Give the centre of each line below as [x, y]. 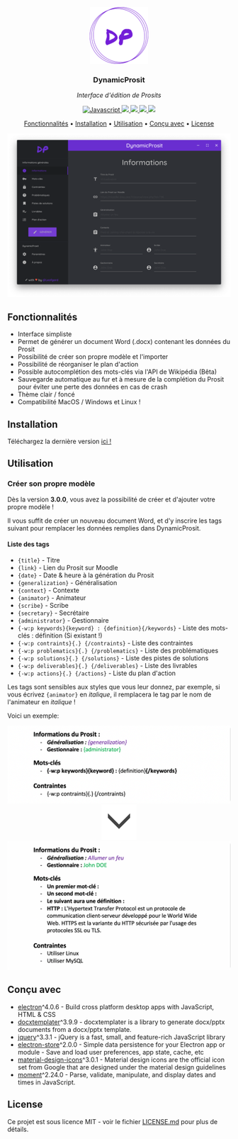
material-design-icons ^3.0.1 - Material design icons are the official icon [121, 1060]
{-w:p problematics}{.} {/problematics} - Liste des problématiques [118, 650]
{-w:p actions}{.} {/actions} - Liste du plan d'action [96, 673]
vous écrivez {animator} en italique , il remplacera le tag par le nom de [109, 694]
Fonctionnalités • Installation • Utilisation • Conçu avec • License [119, 123]
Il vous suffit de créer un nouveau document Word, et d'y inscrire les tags [114, 521]
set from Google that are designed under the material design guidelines [122, 1067]
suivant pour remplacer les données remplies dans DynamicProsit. [104, 528]
